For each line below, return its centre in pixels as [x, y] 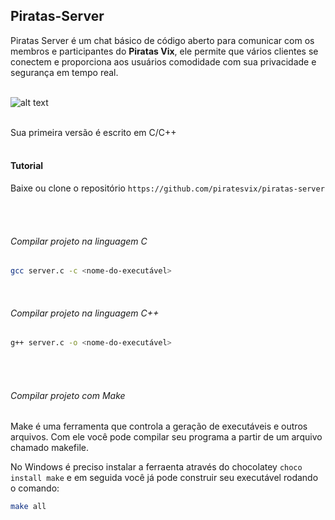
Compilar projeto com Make [68, 395]
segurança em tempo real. [64, 72]
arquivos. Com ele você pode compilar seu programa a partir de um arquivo [166, 437]
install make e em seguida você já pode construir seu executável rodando [164, 478]
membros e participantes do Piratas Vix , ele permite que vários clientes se [164, 51]
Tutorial [27, 166]
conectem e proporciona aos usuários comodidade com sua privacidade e [163, 61]
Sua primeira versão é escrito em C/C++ [93, 132]
